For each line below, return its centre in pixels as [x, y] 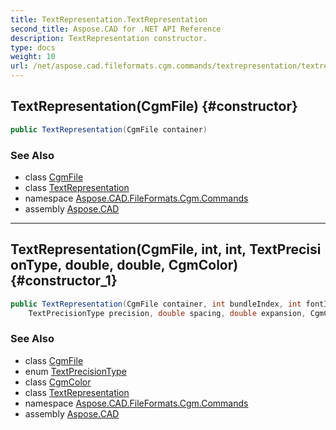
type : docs [33, 47]
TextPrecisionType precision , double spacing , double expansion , [167, 313]
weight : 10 [33, 57]
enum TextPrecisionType [75, 371]
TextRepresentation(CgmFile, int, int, [128, 249]
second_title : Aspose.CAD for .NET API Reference [116, 29]
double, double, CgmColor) [151, 265]
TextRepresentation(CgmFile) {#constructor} [154, 106]
